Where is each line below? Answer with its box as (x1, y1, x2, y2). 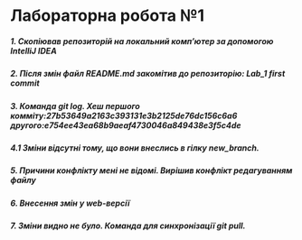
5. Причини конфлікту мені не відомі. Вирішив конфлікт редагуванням (10, 165, 293, 176)
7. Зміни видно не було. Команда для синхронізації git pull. (10, 220, 246, 231)
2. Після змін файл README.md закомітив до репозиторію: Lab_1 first (10, 69, 286, 79)
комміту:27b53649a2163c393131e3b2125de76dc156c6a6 (10, 110, 238, 121)
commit (10, 78, 40, 88)
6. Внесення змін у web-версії (10, 198, 130, 208)
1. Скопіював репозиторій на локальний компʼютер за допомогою (10, 35, 274, 46)
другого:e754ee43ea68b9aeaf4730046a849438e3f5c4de (10, 119, 242, 131)
